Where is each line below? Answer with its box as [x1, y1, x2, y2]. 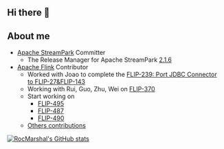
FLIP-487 [37, 107, 64, 115]
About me [7, 30, 50, 42]
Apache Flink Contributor [16, 63, 89, 71]
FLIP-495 [37, 100, 65, 108]
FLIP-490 [37, 114, 65, 122]
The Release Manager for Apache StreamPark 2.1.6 [27, 56, 172, 64]
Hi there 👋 [7, 7, 50, 19]
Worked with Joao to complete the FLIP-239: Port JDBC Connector [27, 70, 218, 79]
